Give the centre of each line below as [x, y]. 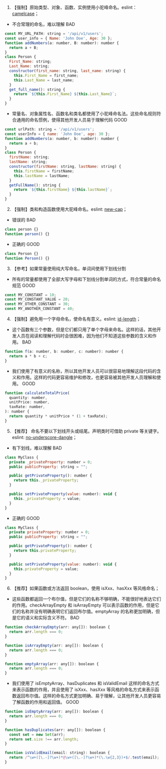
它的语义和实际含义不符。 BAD [48, 618]
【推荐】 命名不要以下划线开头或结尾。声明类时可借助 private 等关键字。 [87, 431]
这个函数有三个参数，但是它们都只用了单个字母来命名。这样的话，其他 [84, 329]
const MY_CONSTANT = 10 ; [30, 295]
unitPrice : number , [29, 402]
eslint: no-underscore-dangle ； [44, 437]
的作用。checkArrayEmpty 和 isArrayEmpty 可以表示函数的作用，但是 [83, 605]
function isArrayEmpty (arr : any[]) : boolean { [54, 645]
